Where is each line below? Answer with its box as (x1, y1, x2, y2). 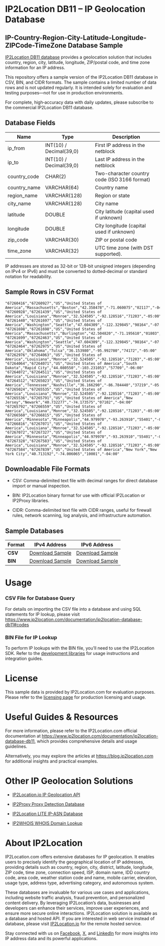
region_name (7, 192, 38, 199)
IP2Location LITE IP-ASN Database (12, 810, 83, 817)
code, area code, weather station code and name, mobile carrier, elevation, (5, 874, 157, 881)
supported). (95, 250, 122, 257)
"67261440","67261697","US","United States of (5, 318, 102, 323)
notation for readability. (5, 273, 53, 279)
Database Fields (5, 119, 55, 127)
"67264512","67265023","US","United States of (5, 378, 102, 383)
